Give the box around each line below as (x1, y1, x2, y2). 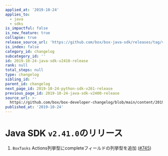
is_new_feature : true (5, 30, 50, 35)
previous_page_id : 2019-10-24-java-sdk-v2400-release (5, 91, 120, 96)
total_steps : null (5, 68, 43, 73)
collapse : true (5, 35, 37, 40)
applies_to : (5, 12, 30, 17)
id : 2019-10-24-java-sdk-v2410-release (5, 58, 88, 63)
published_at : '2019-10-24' (5, 105, 64, 110)
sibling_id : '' (5, 77, 37, 82)
